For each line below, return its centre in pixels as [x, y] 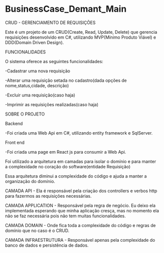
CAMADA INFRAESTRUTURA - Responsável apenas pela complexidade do [80, 240]
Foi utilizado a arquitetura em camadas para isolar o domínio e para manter [81, 161]
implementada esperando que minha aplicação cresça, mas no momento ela [82, 210]
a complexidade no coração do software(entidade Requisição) [68, 166]
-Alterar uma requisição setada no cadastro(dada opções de [66, 80]
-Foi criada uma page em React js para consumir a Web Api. [66, 152]
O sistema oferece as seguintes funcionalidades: [54, 61]
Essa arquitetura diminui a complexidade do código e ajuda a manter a [76, 176]
